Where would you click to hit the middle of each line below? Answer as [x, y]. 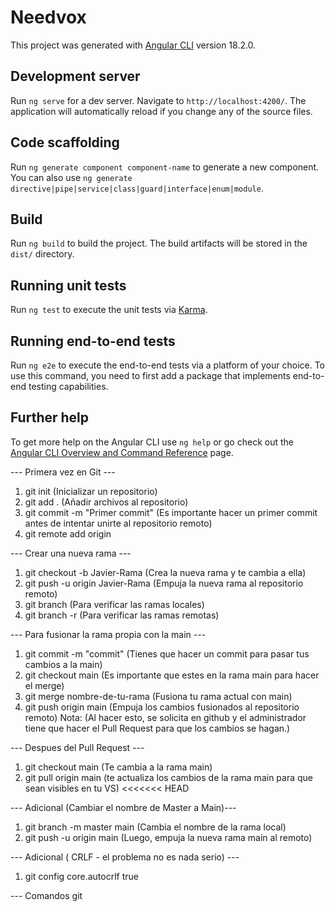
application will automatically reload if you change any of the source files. [161, 111]
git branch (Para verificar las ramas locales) [114, 604]
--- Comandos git [46, 895]
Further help [50, 417]
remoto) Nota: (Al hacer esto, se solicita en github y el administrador [165, 717]
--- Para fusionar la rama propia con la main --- [108, 634]
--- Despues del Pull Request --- [77, 747]
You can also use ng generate [71, 177]
